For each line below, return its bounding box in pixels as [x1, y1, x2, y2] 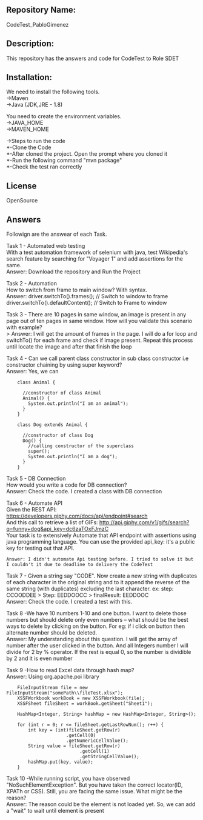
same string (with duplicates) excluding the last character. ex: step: [6, 585, 174, 593]
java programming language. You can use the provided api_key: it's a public [6, 538, 195, 545]
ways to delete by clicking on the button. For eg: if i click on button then [6, 622, 185, 630]
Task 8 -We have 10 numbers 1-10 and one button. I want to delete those [6, 610, 187, 617]
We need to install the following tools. [6, 88, 100, 96]
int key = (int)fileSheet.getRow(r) [28, 727, 121, 733]
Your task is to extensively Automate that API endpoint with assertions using [6, 532, 196, 539]
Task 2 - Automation [6, 280, 58, 287]
